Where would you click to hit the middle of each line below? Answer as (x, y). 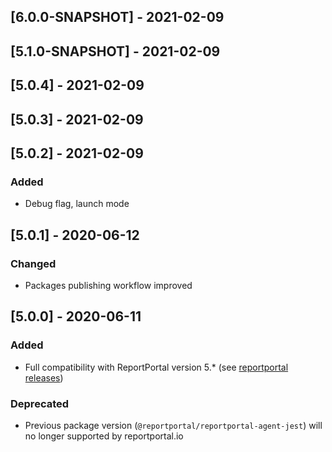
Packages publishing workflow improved (108, 285)
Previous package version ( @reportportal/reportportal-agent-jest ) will (173, 425)
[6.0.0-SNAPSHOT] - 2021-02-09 (117, 17)
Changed (33, 263)
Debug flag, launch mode (77, 204)
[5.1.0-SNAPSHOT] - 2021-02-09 (115, 51)
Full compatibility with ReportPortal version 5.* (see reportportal (156, 367)
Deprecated (40, 403)
